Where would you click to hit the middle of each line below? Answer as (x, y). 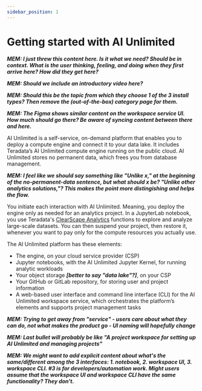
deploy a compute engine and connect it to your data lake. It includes (93, 144)
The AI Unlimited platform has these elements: (65, 244)
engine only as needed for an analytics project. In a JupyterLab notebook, (99, 213)
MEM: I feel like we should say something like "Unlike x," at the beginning (101, 175)
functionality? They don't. (41, 381)
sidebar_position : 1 (33, 12)
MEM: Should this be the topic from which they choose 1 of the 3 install (98, 95)
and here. (19, 126)
